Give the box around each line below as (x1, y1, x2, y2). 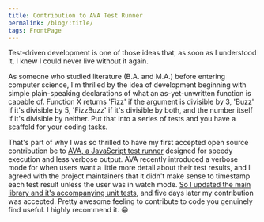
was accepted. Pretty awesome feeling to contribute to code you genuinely (8, 197, 253, 206)
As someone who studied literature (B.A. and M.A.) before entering (8, 72, 226, 82)
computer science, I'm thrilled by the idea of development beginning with (8, 80, 247, 90)
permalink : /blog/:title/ (8, 19, 93, 27)
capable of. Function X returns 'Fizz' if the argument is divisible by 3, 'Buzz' (8, 97, 255, 107)
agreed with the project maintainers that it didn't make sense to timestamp (8, 171, 251, 181)
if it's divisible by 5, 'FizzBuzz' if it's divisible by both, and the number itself (8, 105, 253, 115)
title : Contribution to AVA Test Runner (8, 11, 144, 20)
